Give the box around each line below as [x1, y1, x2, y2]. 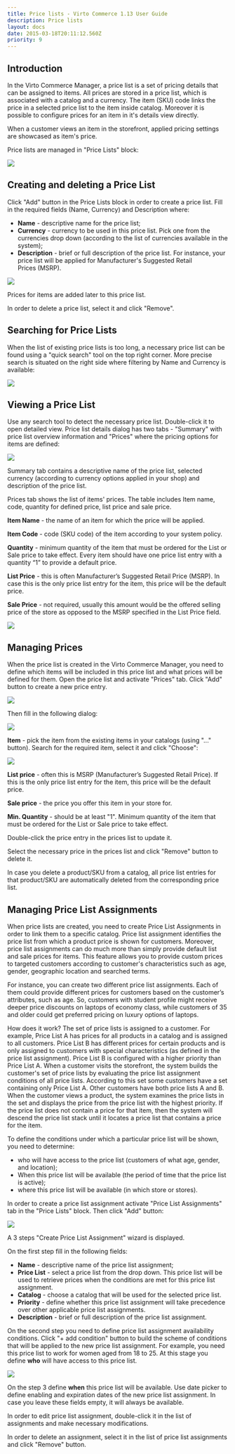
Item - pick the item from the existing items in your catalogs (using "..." [7, 736, 212, 745]
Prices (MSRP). [17, 263, 62, 272]
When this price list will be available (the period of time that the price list [17, 1171, 227, 1179]
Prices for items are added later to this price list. [7, 290, 146, 299]
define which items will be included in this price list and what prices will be [7, 668, 223, 676]
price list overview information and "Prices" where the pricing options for [7, 433, 219, 441]
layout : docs [7, 23, 46, 30]
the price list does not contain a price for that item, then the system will [7, 1106, 213, 1114]
